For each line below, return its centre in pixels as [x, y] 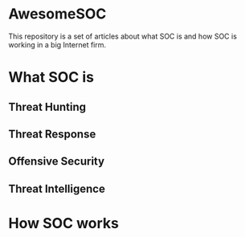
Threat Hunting [47, 106]
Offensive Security [57, 161]
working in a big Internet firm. [57, 44]
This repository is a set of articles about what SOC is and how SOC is [122, 36]
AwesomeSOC [57, 14]
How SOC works [63, 223]
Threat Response [52, 134]
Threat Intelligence [57, 188]
